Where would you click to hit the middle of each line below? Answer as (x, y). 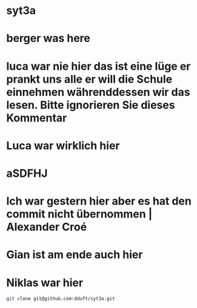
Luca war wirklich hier (63, 145)
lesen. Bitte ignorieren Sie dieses (91, 105)
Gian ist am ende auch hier (75, 255)
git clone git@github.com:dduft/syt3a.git (61, 299)
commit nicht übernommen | (79, 214)
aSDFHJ (27, 173)
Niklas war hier (45, 282)
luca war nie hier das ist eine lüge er (98, 66)
